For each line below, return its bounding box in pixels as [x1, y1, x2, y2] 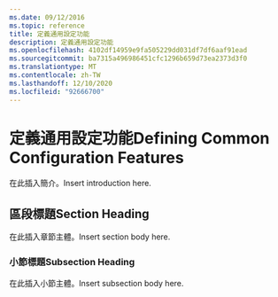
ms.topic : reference [9, 21, 86, 30]
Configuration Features [9, 147, 184, 168]
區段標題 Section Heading [9, 206, 150, 222]
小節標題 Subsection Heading [9, 256, 135, 269]
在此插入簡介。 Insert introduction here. [9, 178, 152, 189]
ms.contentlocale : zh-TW [9, 71, 101, 80]
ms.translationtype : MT [9, 63, 97, 72]
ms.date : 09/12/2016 [9, 12, 86, 22]
